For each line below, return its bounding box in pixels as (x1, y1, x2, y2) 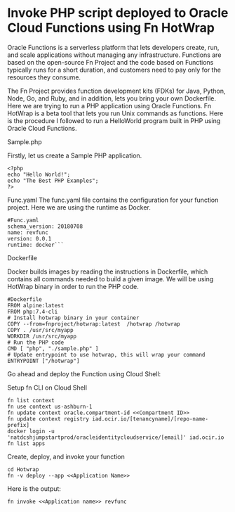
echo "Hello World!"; (7, 171, 71, 178)
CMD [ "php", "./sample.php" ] (7, 345, 99, 352)
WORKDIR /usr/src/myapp (7, 333, 77, 340)
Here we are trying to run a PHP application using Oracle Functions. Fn (7, 101, 212, 110)
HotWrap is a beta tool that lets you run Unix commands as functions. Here (7, 109, 224, 117)
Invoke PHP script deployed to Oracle (7, 5, 229, 21)
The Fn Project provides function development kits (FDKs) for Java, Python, (7, 87, 226, 95)
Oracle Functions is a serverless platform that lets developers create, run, (7, 43, 220, 51)
